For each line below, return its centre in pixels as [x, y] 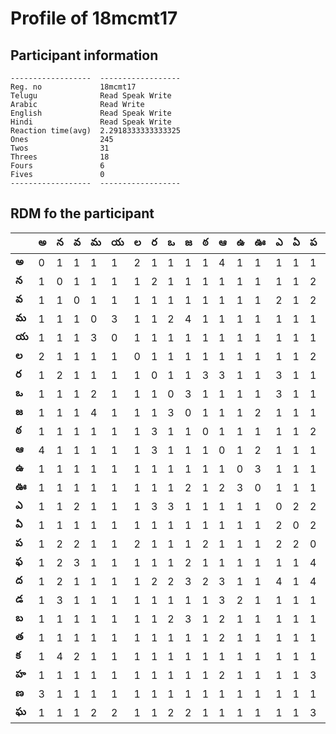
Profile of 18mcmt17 [94, 18]
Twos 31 [60, 148]
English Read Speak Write [91, 113]
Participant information [84, 55]
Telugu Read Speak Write [91, 96]
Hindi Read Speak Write [91, 122]
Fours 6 [57, 166]
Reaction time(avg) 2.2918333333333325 [96, 131]
